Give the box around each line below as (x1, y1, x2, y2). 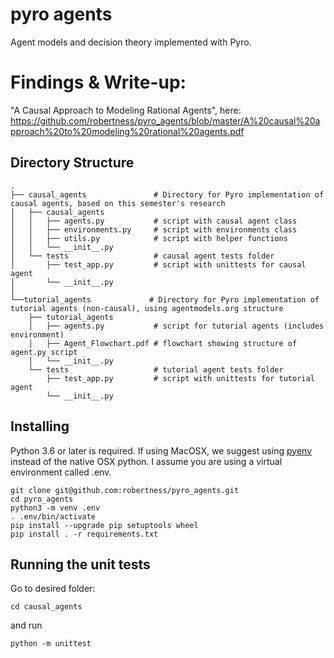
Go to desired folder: (10, 583, 96, 595)
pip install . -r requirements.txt (10, 529, 159, 539)
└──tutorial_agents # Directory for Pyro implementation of (10, 294, 320, 305)
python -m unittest (10, 639, 92, 649)
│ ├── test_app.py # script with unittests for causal (10, 259, 307, 270)
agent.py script (10, 347, 78, 357)
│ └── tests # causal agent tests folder (10, 251, 275, 261)
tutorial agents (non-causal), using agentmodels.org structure (10, 303, 284, 313)
